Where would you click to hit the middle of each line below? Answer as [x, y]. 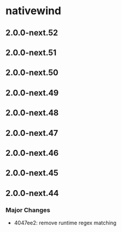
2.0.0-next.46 [32, 153]
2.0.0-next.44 [32, 193]
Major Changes [28, 210]
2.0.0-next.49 [32, 93]
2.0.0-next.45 [32, 173]
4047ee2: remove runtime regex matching [65, 223]
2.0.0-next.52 [32, 33]
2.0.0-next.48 [32, 113]
